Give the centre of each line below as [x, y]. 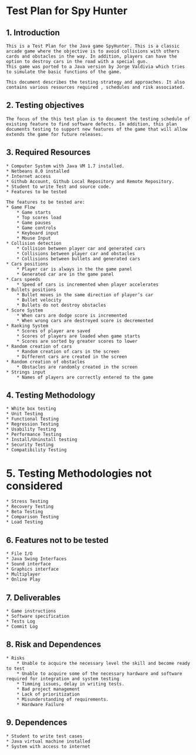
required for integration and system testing [62, 678]
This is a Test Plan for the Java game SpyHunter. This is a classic [93, 46]
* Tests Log [21, 621]
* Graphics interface [33, 569]
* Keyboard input [38, 233]
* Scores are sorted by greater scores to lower [77, 341]
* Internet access [28, 176]
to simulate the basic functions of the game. [64, 72]
